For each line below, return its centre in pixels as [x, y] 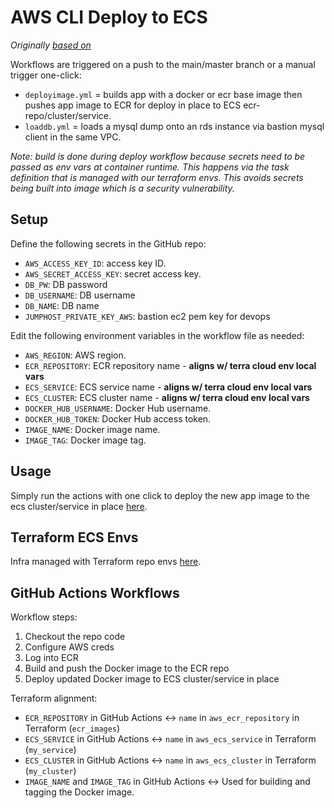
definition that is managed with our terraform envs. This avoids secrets [157, 177]
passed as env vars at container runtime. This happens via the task [150, 167]
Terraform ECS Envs [74, 537]
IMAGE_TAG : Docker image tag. [85, 440]
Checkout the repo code [75, 637]
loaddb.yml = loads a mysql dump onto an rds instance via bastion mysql [174, 126]
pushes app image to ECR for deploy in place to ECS [133, 105]
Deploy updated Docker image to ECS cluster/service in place [152, 679]
